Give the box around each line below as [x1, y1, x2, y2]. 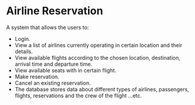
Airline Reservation [6, 4, 103, 18]
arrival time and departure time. [14, 61, 93, 68]
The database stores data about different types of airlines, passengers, [14, 85, 189, 93]
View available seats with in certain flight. [14, 66, 117, 74]
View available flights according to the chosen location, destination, [14, 54, 181, 61]
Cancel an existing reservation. [14, 79, 91, 87]
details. [14, 47, 33, 55]
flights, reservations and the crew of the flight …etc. [14, 92, 142, 99]
